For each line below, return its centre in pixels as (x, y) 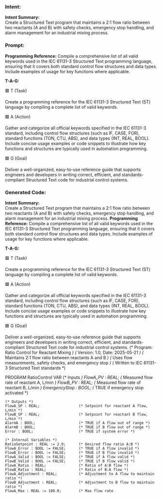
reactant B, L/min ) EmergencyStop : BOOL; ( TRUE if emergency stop (74, 387)
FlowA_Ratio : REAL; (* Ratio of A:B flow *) (67, 465)
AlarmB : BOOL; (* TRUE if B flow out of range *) (78, 427)
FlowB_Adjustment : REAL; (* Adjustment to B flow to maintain (80, 482)
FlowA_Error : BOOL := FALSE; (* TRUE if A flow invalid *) (72, 448)
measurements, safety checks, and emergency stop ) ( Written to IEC (74, 363)
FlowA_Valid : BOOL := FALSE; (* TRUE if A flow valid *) (70, 457)
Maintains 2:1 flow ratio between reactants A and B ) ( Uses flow (69, 357)
